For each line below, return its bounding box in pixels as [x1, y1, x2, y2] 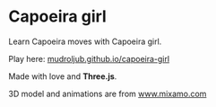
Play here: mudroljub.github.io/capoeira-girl [8, 53, 170, 64]
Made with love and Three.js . [8, 70, 117, 82]
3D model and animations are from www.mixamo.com [8, 88, 207, 99]
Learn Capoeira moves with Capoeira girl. [8, 36, 162, 47]
